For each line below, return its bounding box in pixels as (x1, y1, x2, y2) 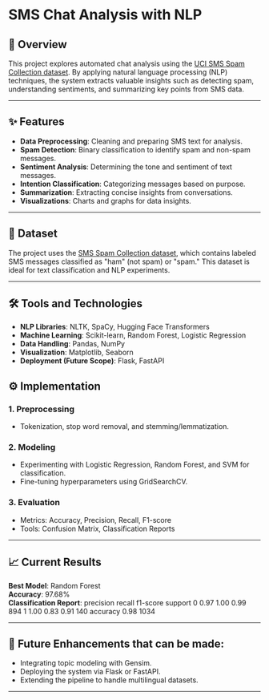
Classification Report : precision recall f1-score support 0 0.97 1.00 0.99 (8, 597, 247, 607)
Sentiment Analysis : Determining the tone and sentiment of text (19, 162, 232, 172)
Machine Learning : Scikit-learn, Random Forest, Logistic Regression (19, 330, 247, 340)
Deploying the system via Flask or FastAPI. (19, 667, 161, 677)
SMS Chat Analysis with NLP (8, 6, 203, 24)
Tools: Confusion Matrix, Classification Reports (19, 524, 175, 533)
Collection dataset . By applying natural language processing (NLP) (8, 67, 228, 77)
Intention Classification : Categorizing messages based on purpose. (19, 179, 246, 188)
